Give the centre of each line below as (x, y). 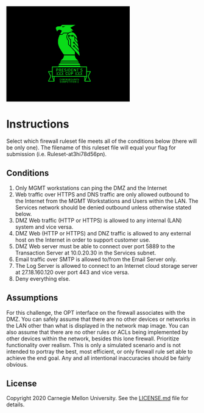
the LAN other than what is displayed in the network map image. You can (98, 325)
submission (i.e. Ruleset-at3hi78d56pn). (57, 154)
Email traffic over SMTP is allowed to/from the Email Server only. (96, 259)
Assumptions (32, 298)
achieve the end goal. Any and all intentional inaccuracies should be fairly (99, 358)
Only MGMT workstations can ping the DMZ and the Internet (91, 188)
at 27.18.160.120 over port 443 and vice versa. (72, 272)
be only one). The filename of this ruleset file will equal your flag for (91, 147)
